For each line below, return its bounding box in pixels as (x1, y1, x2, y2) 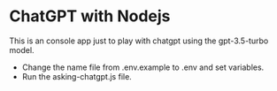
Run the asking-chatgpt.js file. (21, 71, 133, 81)
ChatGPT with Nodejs (9, 6, 171, 27)
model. (9, 44, 35, 55)
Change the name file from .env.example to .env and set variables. (21, 62, 265, 72)
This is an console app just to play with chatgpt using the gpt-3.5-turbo (9, 35, 269, 46)
